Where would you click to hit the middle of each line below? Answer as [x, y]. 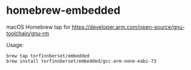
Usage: [15, 45]
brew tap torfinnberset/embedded [48, 56]
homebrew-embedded [63, 10]
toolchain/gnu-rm [28, 33]
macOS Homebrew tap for [38, 27]
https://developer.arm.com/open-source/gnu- [128, 27]
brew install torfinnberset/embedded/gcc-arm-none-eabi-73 [81, 61]
